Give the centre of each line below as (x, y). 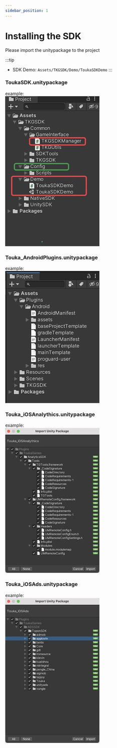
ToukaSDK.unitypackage (36, 82)
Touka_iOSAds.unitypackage (41, 585)
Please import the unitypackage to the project (52, 50)
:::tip (10, 60)
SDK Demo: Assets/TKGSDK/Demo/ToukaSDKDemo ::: (63, 69)
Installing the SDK (43, 36)
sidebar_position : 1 (27, 11)
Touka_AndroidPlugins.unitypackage (51, 258)
